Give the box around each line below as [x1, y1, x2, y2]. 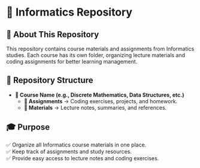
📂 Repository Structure [6, 75, 93, 86]
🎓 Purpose [6, 122, 50, 133]
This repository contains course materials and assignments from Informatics [6, 45, 195, 52]
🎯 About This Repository [6, 29, 99, 40]
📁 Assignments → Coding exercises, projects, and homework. [23, 97, 178, 104]
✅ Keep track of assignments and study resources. [6, 148, 132, 155]
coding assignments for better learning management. [6, 58, 138, 65]
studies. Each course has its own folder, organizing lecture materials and [6, 52, 186, 59]
